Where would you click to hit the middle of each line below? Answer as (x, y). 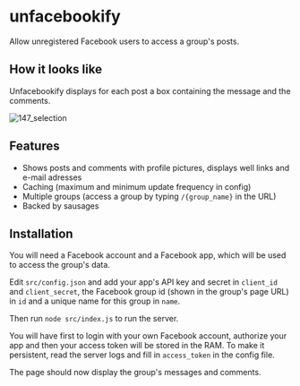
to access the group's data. (60, 265)
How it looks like (56, 69)
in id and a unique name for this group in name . (95, 301)
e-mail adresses (52, 177)
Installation (41, 233)
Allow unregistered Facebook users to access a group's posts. (124, 41)
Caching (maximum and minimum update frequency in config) (137, 186)
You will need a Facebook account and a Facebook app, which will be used (148, 255)
